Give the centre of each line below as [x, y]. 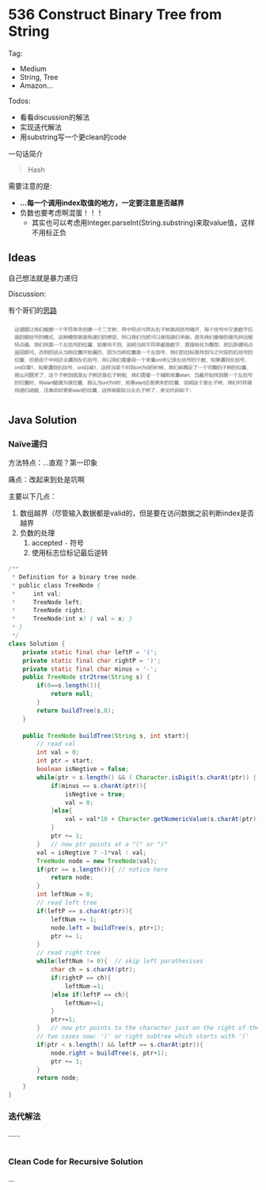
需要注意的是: [30, 186]
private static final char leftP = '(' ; [90, 652]
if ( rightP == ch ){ [81, 978]
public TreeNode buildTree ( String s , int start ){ [106, 736]
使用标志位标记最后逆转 [70, 553]
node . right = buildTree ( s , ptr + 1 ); [109, 1053]
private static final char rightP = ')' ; [91, 660]
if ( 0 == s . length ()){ [69, 686]
